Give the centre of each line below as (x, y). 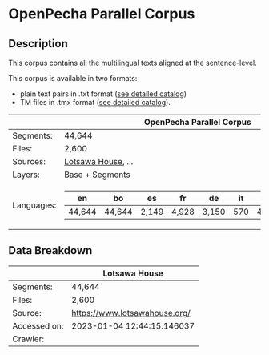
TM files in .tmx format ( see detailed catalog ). (95, 102)
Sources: (29, 161)
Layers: (26, 175)
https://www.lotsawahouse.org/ (131, 313)
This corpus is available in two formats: (73, 78)
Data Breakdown (50, 250)
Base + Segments (97, 175)
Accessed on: (38, 325)
